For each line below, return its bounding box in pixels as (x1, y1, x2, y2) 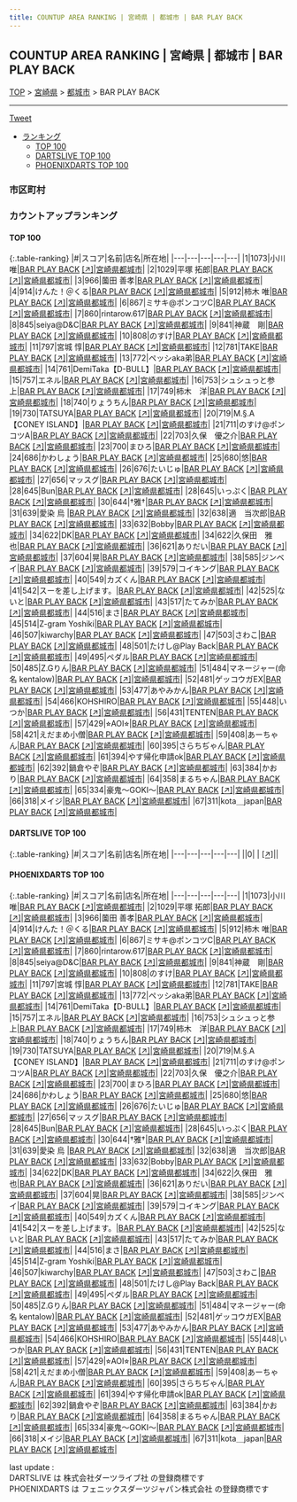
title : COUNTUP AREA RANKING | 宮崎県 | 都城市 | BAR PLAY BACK (9, 12, 243, 22)
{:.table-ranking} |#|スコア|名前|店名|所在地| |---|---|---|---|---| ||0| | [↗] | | (9, 848, 279, 860)
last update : (9, 1461, 55, 1472)
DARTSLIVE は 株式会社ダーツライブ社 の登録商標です (9, 1472, 205, 1483)
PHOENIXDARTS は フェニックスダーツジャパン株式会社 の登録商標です (9, 1483, 270, 1494)
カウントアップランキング (9, 210, 118, 222)
